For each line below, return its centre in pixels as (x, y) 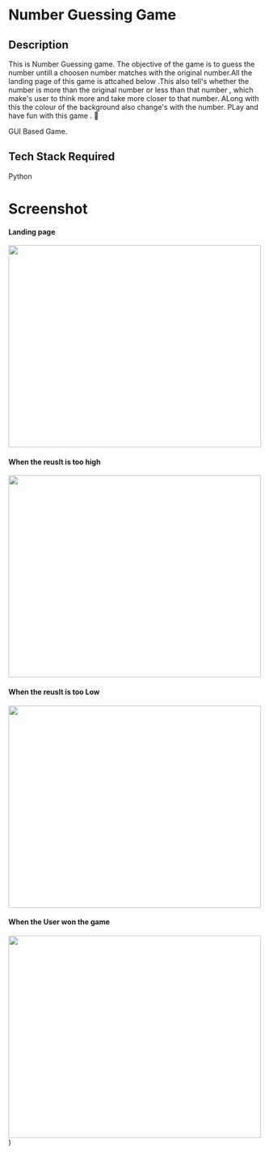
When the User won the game (59, 922)
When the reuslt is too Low (54, 692)
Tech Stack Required (62, 156)
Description (38, 45)
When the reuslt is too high (55, 462)
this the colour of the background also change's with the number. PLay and (133, 107)
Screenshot (48, 209)
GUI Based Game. (38, 131)
